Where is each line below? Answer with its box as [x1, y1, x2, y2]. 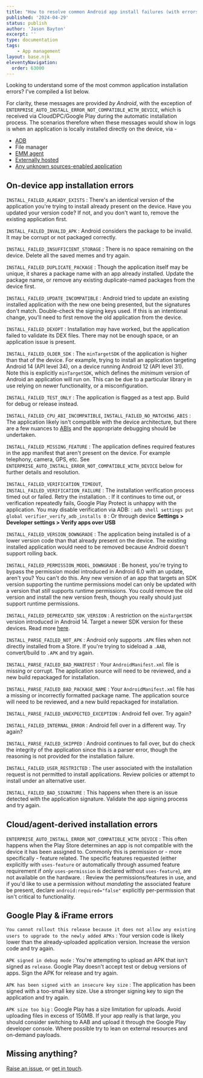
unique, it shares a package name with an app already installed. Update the [6, 270, 194, 277]
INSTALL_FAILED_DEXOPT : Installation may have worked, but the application [6, 326, 190, 333]
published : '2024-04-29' [6, 15, 69, 21]
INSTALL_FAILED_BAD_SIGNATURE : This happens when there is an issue [6, 789, 178, 796]
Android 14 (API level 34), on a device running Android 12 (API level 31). [6, 363, 184, 370]
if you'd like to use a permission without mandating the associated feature [6, 880, 191, 887]
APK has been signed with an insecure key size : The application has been [6, 981, 196, 988]
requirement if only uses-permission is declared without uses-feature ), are [6, 868, 192, 874]
